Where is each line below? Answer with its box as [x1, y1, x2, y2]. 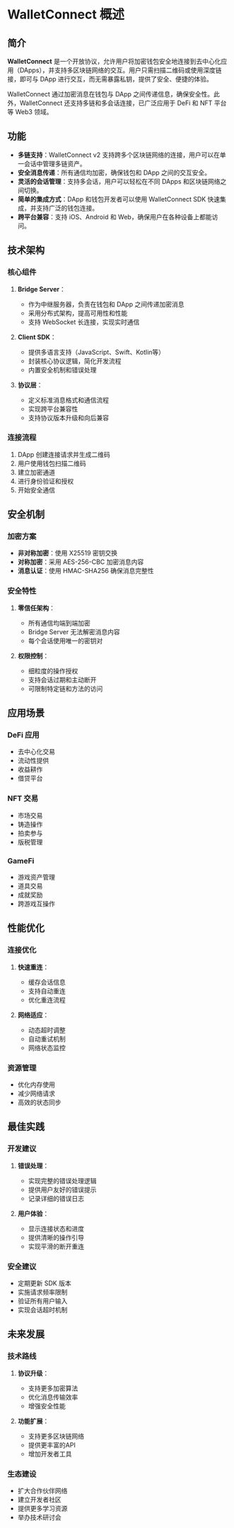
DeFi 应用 [7, 730, 40, 740]
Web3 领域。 [15, 108, 53, 116]
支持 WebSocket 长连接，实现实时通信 [28, 317, 140, 326]
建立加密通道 [17, 467, 55, 476]
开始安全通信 [17, 485, 55, 494]
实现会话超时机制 [17, 1306, 68, 1314]
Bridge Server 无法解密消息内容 [28, 627, 120, 636]
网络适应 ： [17, 1010, 49, 1019]
